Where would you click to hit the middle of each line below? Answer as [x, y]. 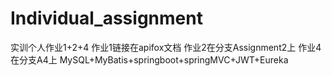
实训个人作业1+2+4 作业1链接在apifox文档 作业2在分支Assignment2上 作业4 [166, 47]
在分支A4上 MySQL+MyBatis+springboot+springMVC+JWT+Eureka [149, 59]
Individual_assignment [106, 18]
